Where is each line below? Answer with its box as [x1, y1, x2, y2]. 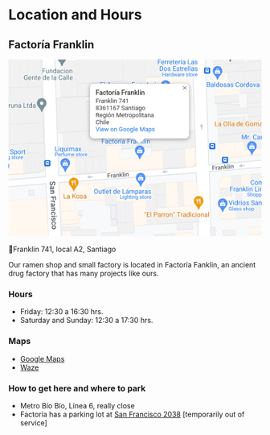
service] [19, 417, 48, 428]
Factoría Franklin [8, 38, 95, 52]
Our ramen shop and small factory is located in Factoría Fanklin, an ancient [8, 260, 256, 270]
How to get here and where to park [8, 383, 146, 394]
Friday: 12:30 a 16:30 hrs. [19, 307, 104, 317]
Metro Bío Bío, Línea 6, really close [19, 400, 135, 410]
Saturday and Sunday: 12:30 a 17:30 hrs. [19, 316, 153, 325]
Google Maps [19, 354, 65, 363]
